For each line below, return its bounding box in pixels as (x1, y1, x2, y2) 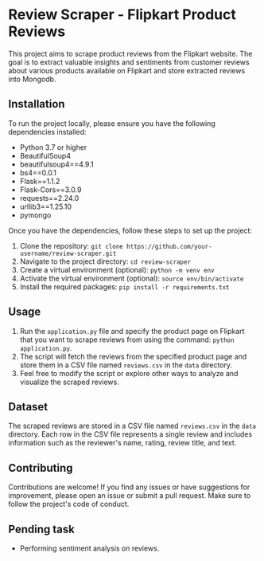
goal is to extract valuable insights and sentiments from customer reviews (8, 57, 250, 67)
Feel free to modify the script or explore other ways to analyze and (19, 368, 239, 378)
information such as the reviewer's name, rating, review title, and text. (8, 438, 237, 448)
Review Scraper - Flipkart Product (8, 6, 236, 24)
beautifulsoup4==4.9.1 (19, 159, 94, 169)
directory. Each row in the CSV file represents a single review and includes (8, 430, 253, 439)
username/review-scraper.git (19, 249, 117, 257)
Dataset (8, 400, 49, 414)
